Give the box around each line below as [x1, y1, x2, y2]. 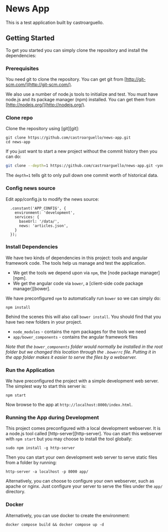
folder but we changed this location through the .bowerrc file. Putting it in [5, 349, 156, 355]
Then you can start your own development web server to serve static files [5, 454, 158, 460]
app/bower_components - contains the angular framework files [12, 334, 138, 340]
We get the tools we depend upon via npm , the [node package [12, 270, 139, 276]
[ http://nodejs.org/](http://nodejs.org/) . [5, 102, 86, 108]
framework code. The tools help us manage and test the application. [5, 260, 146, 266]
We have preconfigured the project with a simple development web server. [5, 378, 159, 384]
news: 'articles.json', [18, 223, 69, 228]
